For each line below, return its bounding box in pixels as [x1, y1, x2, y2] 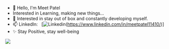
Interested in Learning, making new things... [12, 10, 104, 16]
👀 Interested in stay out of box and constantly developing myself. [12, 16, 148, 21]
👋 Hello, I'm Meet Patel [12, 5, 61, 11]
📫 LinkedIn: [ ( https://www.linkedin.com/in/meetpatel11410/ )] [12, 21, 164, 27]
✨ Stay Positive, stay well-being [12, 28, 79, 34]
